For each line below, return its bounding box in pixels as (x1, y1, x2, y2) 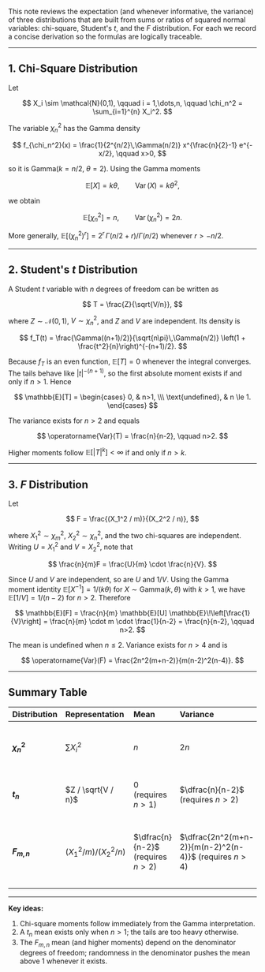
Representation (65, 709, 125, 720)
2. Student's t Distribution (8, 264, 138, 277)
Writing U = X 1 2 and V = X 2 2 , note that (8, 540, 133, 553)
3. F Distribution (8, 477, 89, 492)
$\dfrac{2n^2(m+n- (179, 832, 255, 843)
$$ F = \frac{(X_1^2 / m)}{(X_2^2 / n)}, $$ (65, 514, 200, 524)
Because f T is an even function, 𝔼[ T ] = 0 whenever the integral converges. (8, 357, 252, 368)
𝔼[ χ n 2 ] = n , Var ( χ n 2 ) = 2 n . (82, 211, 183, 224)
